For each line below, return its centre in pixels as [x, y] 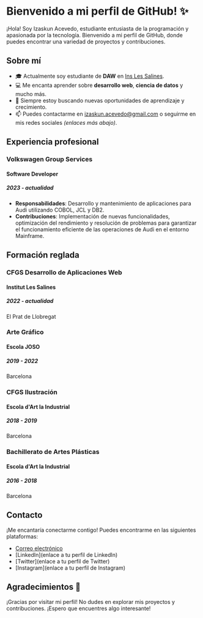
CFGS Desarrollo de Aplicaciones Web [64, 272]
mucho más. [31, 94]
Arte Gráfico [25, 332]
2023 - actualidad [30, 188]
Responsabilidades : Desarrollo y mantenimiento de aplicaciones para [103, 203]
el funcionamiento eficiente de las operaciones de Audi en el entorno [102, 229]
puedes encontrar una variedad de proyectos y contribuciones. [86, 42]
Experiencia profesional [53, 142]
